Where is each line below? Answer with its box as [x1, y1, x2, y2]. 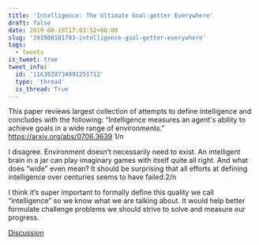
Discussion [8, 228, 44, 238]
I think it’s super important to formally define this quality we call [8, 187, 215, 198]
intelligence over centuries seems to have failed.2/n [8, 172, 177, 182]
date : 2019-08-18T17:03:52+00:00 [8, 26, 118, 34]
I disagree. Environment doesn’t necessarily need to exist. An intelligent [8, 147, 241, 156]
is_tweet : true [8, 56, 58, 64]
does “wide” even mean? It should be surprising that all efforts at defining [8, 164, 248, 174]
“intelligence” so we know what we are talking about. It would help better [8, 196, 246, 205]
